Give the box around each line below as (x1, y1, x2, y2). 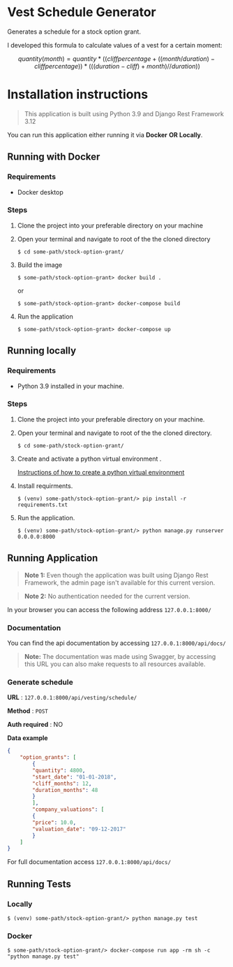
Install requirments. (17, 481, 73, 490)
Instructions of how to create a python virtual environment (17, 468, 185, 476)
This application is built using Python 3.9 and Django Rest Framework (24, 109, 225, 118)
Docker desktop (17, 188, 64, 196)
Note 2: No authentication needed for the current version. (24, 592, 190, 600)
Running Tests (7, 878, 71, 890)
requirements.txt (17, 501, 68, 508)
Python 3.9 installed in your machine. (17, 382, 124, 390)
